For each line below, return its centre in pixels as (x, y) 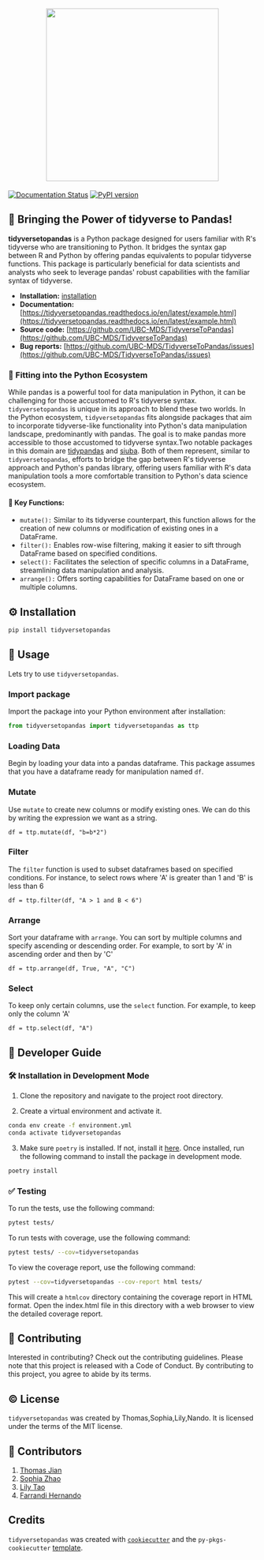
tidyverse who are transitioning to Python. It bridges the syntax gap (117, 247)
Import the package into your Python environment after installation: (117, 711)
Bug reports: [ (43, 346)
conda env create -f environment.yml (70, 1126)
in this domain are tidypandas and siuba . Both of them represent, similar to (129, 451)
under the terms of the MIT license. (65, 1427)
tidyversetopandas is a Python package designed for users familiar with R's (132, 238)
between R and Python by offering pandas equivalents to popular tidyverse (130, 255)
